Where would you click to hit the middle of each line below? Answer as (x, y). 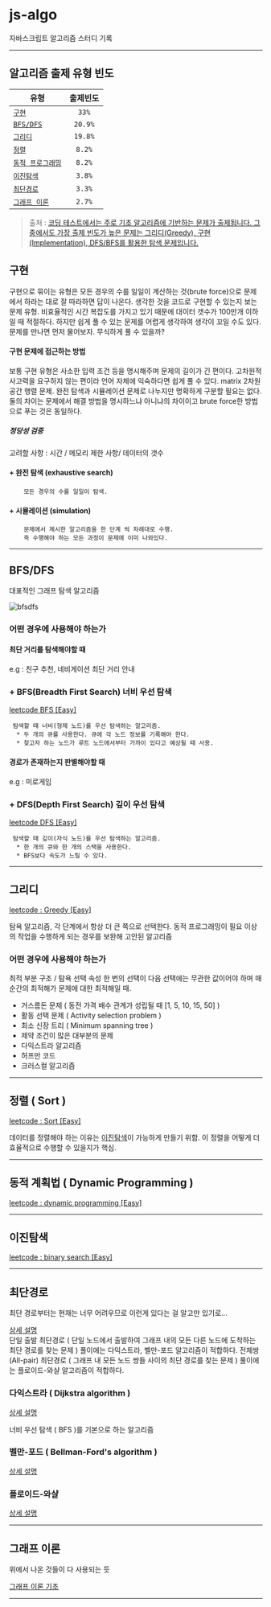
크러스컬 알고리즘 (48, 1065)
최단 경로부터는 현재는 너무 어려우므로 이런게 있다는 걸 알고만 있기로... (118, 1313)
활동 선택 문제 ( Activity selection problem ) (91, 1015)
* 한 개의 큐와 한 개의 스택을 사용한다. (74, 847)
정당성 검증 (26, 431)
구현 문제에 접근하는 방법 (47, 351)
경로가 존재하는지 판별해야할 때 (57, 762)
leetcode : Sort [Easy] (45, 1120)
